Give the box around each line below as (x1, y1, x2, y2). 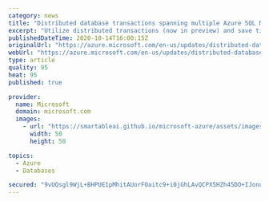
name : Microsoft (15, 100, 70, 108)
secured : (8, 181, 38, 189)
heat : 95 (8, 71, 38, 79)
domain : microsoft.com (15, 108, 91, 116)
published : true (8, 78, 62, 86)
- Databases (15, 167, 56, 175)
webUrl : (8, 49, 34, 57)
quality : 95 (8, 64, 48, 72)
